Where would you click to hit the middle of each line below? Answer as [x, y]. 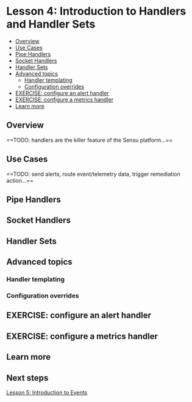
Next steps [27, 378]
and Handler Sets [51, 24]
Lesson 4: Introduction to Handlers [96, 11]
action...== [20, 180]
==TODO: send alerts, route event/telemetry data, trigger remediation [94, 174]
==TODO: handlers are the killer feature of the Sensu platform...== [90, 140]
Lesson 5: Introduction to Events [47, 392]
